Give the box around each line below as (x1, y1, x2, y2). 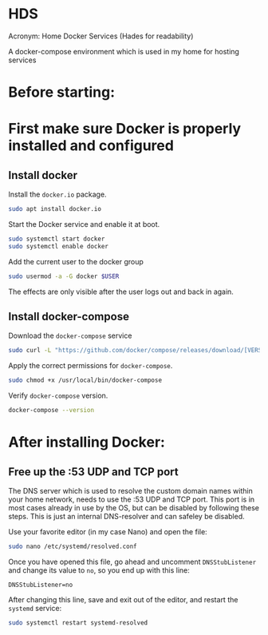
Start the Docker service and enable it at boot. (8, 220, 160, 228)
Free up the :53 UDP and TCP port (8, 465, 179, 478)
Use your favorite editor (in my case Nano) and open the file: (8, 527, 207, 537)
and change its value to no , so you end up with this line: (8, 565, 190, 575)
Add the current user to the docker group (8, 256, 144, 266)
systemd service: (8, 603, 62, 613)
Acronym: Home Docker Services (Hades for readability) (8, 31, 194, 41)
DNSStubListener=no (8, 581, 73, 589)
